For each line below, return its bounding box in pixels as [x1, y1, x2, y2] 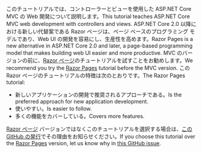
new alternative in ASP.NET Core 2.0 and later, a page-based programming [6, 42, 193, 49]
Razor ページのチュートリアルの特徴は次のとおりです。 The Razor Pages [6, 72, 186, 79]
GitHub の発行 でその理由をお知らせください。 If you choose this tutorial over [6, 133, 196, 140]
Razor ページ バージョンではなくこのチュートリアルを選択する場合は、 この [6, 125, 193, 133]
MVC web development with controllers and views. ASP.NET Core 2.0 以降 [6, 20, 191, 27]
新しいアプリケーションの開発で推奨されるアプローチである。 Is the [14, 91, 182, 98]
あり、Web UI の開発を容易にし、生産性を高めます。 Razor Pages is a [22, 36, 194, 42]
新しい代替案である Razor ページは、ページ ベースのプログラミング [22, 28, 189, 35]
